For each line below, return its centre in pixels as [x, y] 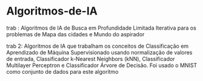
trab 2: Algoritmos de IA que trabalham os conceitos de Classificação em [98, 46]
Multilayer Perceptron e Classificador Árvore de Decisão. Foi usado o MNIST [102, 65]
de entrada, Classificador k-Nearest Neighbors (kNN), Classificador [91, 59]
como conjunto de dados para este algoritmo [62, 71]
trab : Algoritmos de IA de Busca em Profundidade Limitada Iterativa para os [101, 28]
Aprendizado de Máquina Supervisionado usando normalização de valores [99, 52]
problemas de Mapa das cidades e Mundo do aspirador [75, 34]
